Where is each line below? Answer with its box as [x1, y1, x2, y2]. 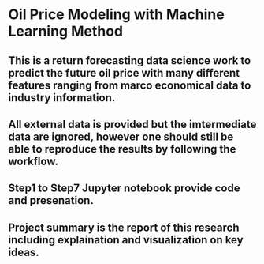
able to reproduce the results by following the [8, 142, 236, 156]
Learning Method [8, 22, 124, 40]
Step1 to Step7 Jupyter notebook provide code [8, 182, 240, 195]
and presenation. [8, 194, 95, 207]
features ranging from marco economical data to [8, 78, 251, 92]
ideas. [8, 245, 39, 258]
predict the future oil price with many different [8, 66, 240, 80]
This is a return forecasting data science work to [8, 54, 251, 67]
